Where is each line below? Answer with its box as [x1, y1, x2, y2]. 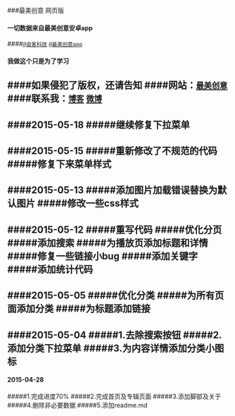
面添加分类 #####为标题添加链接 [7, 302, 151, 315]
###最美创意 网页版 [7, 6, 65, 14]
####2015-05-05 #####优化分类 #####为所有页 [7, 290, 224, 302]
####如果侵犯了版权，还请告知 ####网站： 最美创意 [7, 80, 228, 92]
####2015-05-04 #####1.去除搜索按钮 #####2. [7, 329, 222, 341]
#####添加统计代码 [7, 263, 94, 275]
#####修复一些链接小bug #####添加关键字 [7, 250, 198, 262]
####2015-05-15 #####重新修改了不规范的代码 [7, 145, 218, 157]
